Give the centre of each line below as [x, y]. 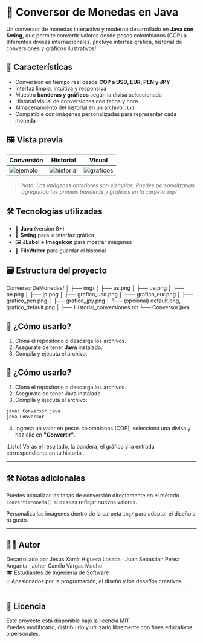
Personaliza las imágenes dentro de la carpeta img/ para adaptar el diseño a [101, 514]
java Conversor [25, 417]
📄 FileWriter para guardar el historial [60, 251]
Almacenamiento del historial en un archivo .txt [75, 107]
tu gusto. [17, 520]
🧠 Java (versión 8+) [40, 229]
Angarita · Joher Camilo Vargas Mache [54, 566]
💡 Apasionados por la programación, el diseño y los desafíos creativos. [95, 581]
